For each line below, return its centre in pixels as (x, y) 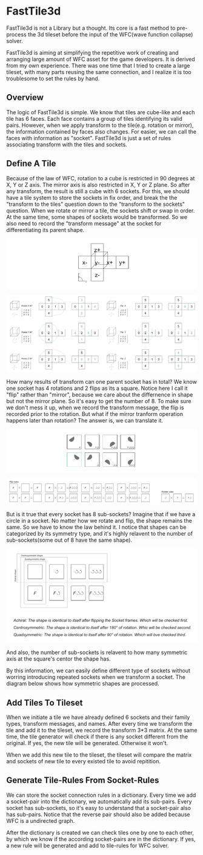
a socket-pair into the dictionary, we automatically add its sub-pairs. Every (99, 801)
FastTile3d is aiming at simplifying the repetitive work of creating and (92, 52)
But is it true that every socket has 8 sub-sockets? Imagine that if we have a (101, 514)
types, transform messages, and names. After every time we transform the (99, 723)
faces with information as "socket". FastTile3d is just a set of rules (89, 138)
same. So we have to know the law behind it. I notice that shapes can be (96, 527)
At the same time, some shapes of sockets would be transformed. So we (97, 217)
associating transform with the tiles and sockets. (67, 145)
